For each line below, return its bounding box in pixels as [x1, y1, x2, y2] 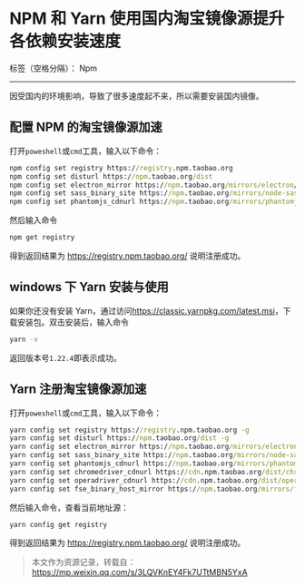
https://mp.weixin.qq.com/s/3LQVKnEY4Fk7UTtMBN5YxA [31, 567, 248, 578]
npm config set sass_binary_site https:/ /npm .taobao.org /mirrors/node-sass [9, 189, 302, 198]
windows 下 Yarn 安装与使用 [9, 279, 170, 295]
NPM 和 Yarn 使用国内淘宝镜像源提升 [9, 8, 285, 29]
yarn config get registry [9, 520, 107, 529]
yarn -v [9, 335, 39, 344]
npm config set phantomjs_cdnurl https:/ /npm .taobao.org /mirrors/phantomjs [9, 197, 302, 207]
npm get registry [9, 233, 75, 242]
